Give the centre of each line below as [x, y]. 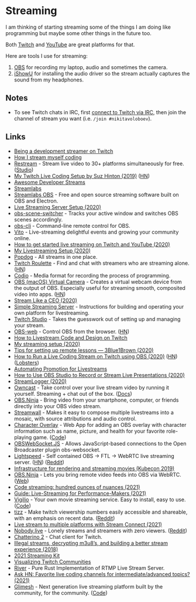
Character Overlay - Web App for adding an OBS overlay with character [100, 425]
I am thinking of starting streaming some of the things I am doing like [88, 27]
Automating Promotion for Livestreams [61, 369]
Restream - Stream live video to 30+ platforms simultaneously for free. [99, 163]
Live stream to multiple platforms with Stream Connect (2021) [88, 524]
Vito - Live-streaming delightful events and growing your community [96, 232]
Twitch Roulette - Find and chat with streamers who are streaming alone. [102, 263]
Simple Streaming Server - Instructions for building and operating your [99, 306]
